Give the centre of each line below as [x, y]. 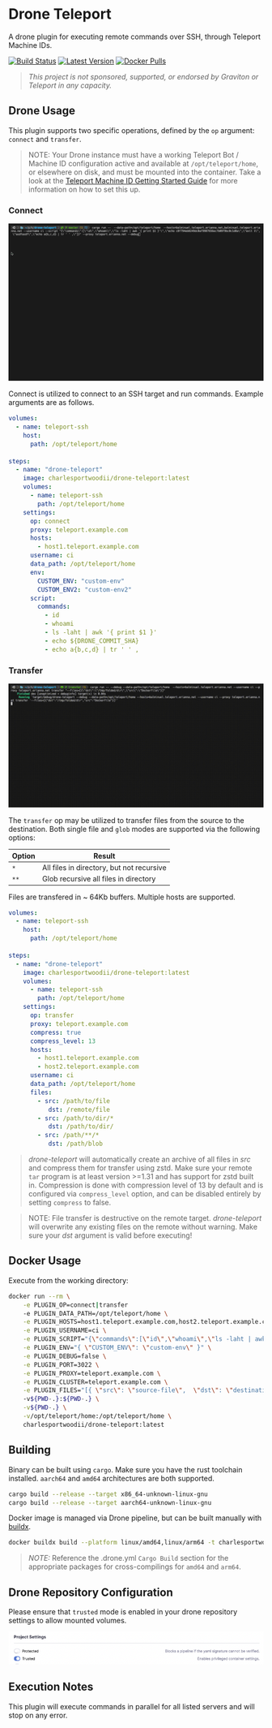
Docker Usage [45, 1261]
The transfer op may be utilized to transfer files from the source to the [126, 821]
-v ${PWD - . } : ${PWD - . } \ [61, 1399]
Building [30, 1450]
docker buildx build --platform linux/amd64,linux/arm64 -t [112, 1543]
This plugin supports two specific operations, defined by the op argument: [132, 130]
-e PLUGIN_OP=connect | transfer [76, 1305]
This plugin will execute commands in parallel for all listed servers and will [132, 1706]
